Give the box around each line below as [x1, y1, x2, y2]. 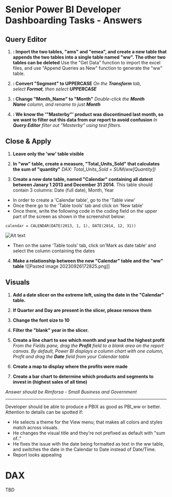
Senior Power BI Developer [5, 4, 121, 15]
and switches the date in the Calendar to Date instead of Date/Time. [12, 446, 156, 452]
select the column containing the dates [12, 248, 95, 254]
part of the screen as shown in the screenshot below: [12, 213, 125, 219]
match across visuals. [12, 424, 59, 430]
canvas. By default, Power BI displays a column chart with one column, [12, 348, 164, 354]
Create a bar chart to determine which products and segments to [12, 373, 154, 379]
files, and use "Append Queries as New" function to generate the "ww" [12, 65, 163, 71]
